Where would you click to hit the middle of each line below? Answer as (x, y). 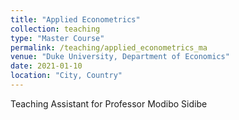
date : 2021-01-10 (46, 66)
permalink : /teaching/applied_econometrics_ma (109, 47)
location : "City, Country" (66, 76)
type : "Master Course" (57, 38)
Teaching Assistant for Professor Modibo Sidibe (109, 103)
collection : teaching (55, 29)
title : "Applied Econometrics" (75, 19)
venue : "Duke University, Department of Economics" (120, 57)
